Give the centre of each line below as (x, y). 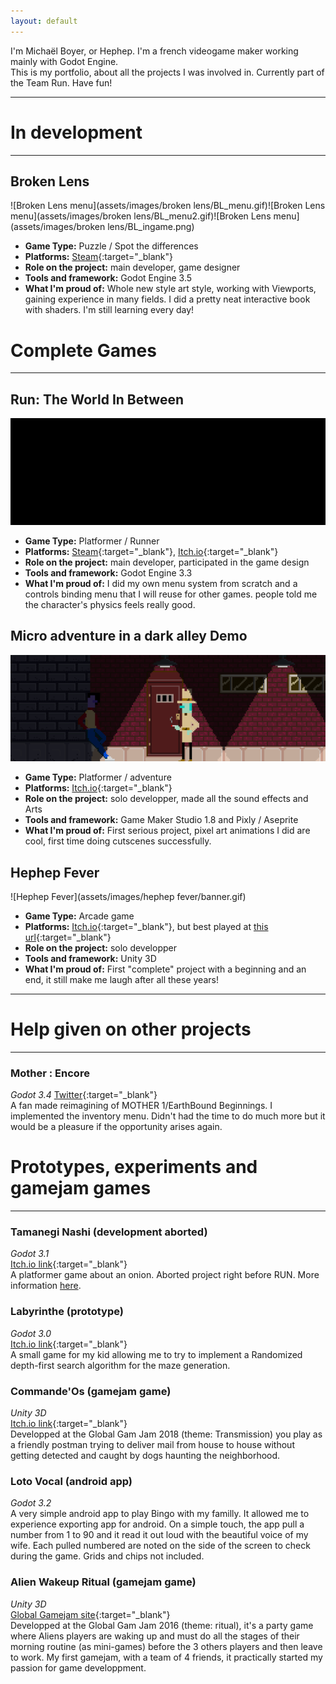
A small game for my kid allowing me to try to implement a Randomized (156, 1354)
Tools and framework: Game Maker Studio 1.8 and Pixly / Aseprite (161, 820)
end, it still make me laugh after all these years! (121, 979)
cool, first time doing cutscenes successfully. (118, 841)
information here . (46, 1286)
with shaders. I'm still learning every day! (109, 310)
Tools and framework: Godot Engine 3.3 (108, 572)
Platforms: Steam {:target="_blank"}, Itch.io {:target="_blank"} (151, 551)
